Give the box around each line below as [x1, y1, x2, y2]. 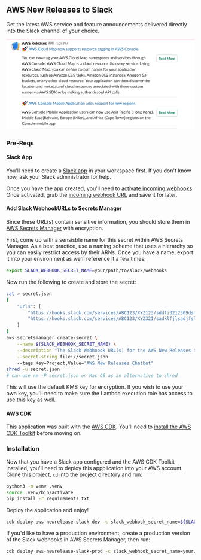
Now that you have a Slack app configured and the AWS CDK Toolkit [6, 458, 175, 465]
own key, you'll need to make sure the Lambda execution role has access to [6, 390, 193, 397]
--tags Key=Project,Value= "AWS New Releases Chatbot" [17, 360, 154, 366]
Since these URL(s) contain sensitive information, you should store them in [6, 218, 190, 226]
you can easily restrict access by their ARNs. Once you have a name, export [6, 249, 193, 256]
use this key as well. [6, 396, 56, 403]
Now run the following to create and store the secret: [6, 278, 136, 285]
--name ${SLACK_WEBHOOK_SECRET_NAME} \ [17, 341, 117, 347]
